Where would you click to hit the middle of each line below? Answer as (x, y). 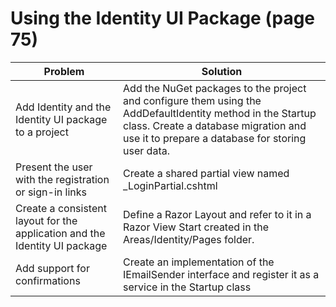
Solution (222, 71)
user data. (146, 150)
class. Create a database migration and (215, 125)
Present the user (54, 167)
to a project (42, 132)
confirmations (48, 280)
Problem (64, 71)
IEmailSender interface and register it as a (221, 274)
